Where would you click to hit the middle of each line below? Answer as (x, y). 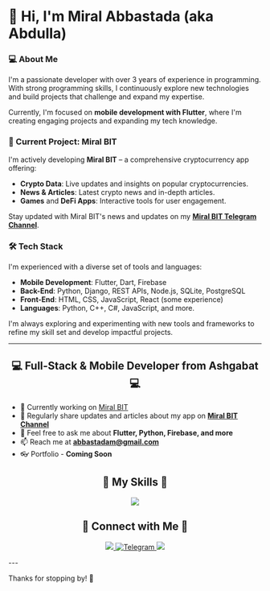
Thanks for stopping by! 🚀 (51, 578)
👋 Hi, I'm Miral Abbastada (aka (111, 17)
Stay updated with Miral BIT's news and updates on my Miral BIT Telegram (133, 216)
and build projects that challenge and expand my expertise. (106, 97)
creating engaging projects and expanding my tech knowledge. (113, 121)
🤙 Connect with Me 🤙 (135, 527)
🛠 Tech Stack (36, 246)
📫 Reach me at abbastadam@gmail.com (89, 441)
